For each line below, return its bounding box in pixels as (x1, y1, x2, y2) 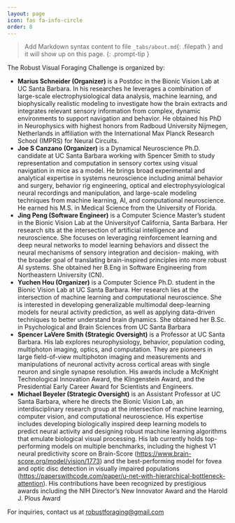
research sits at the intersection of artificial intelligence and (17, 226, 189, 235)
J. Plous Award (17, 494, 61, 503)
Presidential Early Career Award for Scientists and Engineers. (17, 383, 194, 391)
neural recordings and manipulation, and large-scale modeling (17, 189, 197, 197)
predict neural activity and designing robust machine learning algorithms (17, 427, 227, 435)
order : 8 (7, 23, 33, 30)
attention (17, 480, 43, 488)
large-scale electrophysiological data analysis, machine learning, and (17, 92, 218, 100)
